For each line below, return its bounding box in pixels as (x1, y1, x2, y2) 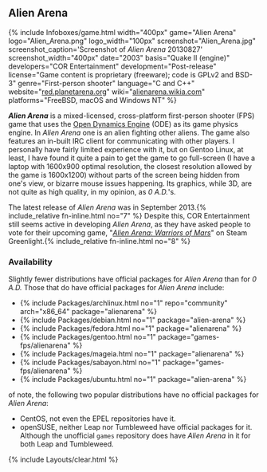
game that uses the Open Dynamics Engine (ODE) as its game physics (8, 119, 239, 128)
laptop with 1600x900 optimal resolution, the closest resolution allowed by (8, 161, 253, 171)
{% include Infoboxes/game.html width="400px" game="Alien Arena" (8, 27, 237, 37)
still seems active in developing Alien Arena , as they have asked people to (8, 219, 251, 229)
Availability (8, 256, 53, 267)
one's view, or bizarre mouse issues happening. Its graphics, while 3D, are (8, 179, 253, 188)
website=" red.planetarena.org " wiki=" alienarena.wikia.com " (8, 87, 206, 96)
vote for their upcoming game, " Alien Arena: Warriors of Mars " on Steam (8, 227, 248, 238)
